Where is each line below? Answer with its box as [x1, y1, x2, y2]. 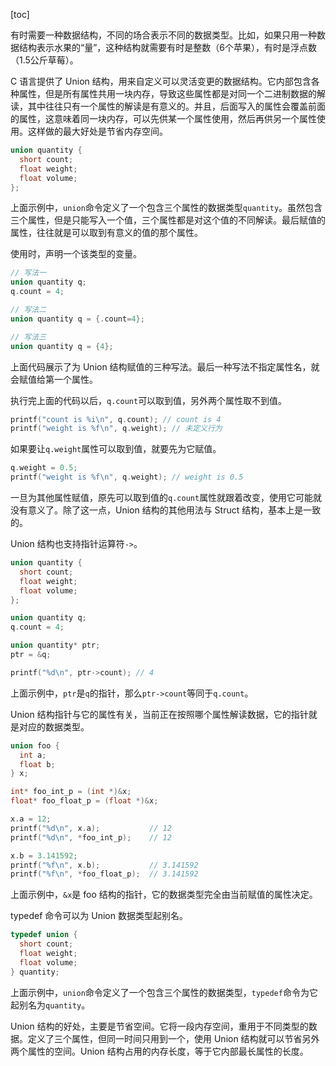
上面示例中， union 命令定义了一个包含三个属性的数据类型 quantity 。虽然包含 [10, 202, 323, 214]
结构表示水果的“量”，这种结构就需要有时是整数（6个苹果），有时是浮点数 [18, 42, 318, 53]
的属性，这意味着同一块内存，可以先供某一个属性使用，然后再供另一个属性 [10, 113, 317, 124]
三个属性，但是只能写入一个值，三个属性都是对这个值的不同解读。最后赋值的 [10, 214, 326, 226]
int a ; [19, 750, 47, 760]
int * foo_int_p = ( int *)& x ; [10, 787, 132, 797]
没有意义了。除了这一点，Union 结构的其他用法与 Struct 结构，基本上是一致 [10, 504, 322, 516]
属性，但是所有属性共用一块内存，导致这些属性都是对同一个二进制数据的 [18, 88, 317, 99]
